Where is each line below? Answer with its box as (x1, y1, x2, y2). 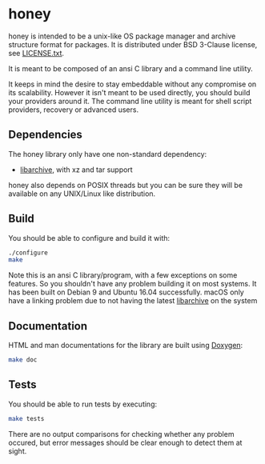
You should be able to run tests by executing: (8, 399, 158, 409)
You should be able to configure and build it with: (8, 233, 171, 242)
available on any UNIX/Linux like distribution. (8, 189, 156, 198)
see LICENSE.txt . (8, 48, 65, 58)
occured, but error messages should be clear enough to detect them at (8, 438, 243, 447)
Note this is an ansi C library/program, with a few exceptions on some (8, 270, 238, 280)
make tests (8, 414, 45, 422)
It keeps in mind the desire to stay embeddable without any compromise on (8, 79, 257, 89)
